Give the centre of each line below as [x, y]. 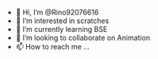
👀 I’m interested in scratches [62, 21]
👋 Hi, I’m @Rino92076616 [57, 12]
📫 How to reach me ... [52, 47]
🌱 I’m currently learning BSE [62, 29]
